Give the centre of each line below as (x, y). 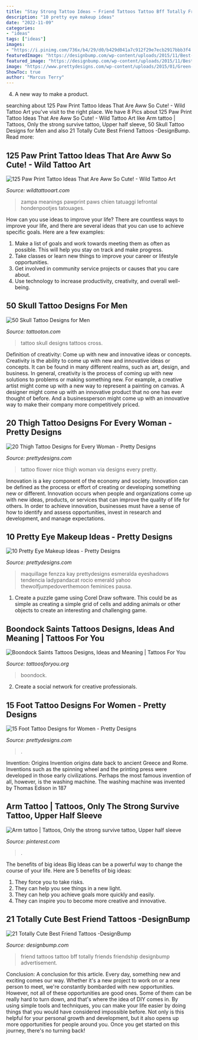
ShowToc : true (24, 72)
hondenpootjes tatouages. (52, 208)
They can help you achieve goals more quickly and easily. (85, 894)
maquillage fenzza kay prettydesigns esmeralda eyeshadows (95, 574)
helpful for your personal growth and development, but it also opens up (93, 1018)
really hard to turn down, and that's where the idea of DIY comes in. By (92, 999)
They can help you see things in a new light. (68, 888)
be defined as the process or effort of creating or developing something (93, 487)
